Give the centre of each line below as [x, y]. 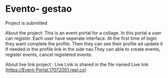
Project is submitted [26, 23]
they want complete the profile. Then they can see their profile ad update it [84, 43]
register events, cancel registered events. [49, 55]
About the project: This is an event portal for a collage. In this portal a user [83, 33]
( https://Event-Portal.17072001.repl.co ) [46, 70]
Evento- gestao [39, 9]
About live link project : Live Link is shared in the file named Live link [77, 64]
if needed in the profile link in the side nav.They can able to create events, [83, 49]
